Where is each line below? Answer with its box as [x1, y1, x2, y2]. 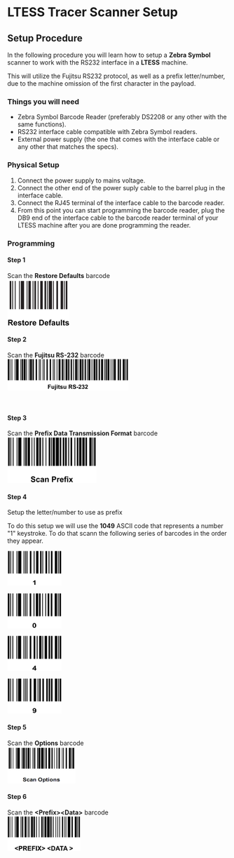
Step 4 [7, 492, 27, 501]
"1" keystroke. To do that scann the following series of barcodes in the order [7, 529, 228, 538]
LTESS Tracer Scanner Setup [7, 4, 179, 20]
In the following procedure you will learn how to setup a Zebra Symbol [7, 51, 212, 59]
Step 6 [7, 793, 27, 801]
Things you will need [7, 96, 79, 106]
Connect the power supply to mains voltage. [17, 176, 146, 185]
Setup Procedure [7, 32, 83, 44]
